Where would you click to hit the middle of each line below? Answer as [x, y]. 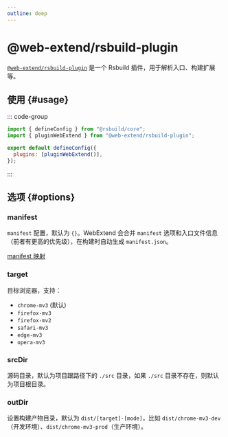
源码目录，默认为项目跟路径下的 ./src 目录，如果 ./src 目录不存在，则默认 [113, 376]
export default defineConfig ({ [52, 148]
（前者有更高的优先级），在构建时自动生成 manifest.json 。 [90, 242]
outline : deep [27, 13]
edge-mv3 [30, 335]
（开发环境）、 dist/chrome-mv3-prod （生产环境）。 [77, 427]
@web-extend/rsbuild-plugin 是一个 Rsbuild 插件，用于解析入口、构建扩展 [111, 67]
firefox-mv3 [34, 313]
